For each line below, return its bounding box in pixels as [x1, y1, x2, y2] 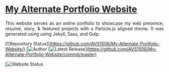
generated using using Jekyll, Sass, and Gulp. [5, 31, 100, 37]
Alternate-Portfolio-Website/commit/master [5, 51, 96, 57]
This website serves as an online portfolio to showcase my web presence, [5, 20, 164, 26]
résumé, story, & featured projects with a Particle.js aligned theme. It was [5, 25, 164, 31]
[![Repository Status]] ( [5, 40, 52, 46]
